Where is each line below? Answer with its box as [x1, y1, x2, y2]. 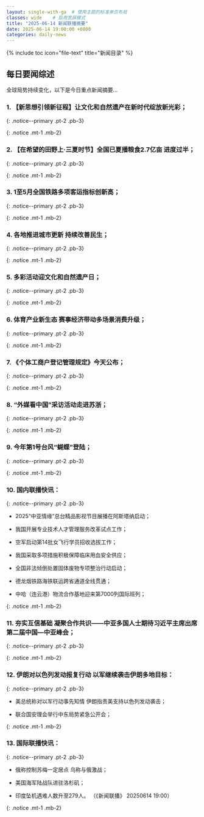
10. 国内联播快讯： [6, 485, 60, 494]
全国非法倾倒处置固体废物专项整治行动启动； [15, 564, 128, 571]
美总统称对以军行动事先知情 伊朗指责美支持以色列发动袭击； [15, 697, 166, 705]
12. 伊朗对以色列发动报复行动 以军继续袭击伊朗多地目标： [6, 670, 174, 679]
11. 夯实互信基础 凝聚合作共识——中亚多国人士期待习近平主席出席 [6, 618, 198, 627]
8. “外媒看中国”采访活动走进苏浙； [6, 400, 108, 409]
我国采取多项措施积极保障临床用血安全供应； [15, 551, 128, 559]
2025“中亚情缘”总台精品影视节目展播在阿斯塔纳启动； [15, 512, 151, 519]
